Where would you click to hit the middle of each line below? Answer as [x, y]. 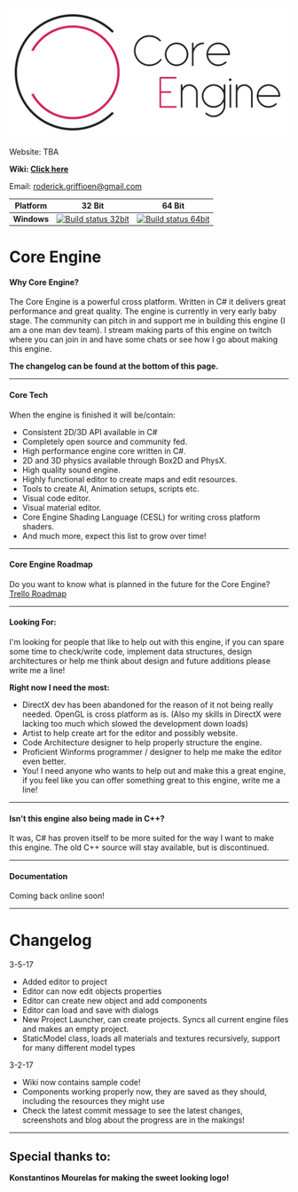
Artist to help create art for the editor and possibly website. [130, 733]
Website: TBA [34, 151]
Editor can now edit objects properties [92, 991]
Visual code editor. [56, 498]
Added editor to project [65, 982]
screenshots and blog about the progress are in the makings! [133, 1120]
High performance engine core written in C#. [104, 450]
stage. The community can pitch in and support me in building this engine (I [147, 321]
